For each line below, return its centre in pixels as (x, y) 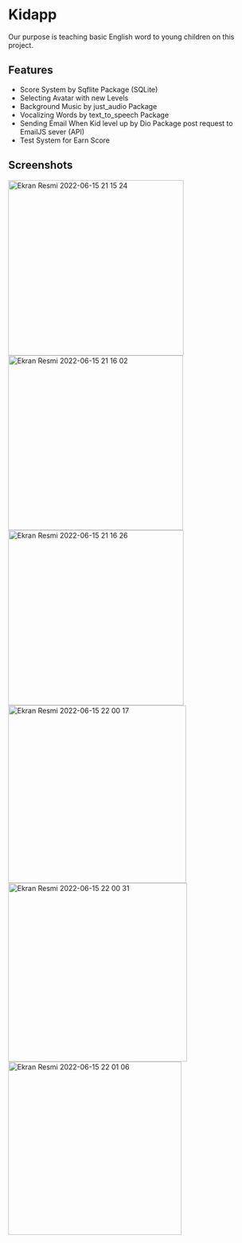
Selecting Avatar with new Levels (74, 98)
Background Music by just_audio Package (88, 106)
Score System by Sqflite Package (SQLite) (89, 89)
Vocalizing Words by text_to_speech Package (94, 115)
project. (21, 45)
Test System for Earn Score (64, 140)
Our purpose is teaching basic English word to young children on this (121, 37)
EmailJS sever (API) (52, 131)
